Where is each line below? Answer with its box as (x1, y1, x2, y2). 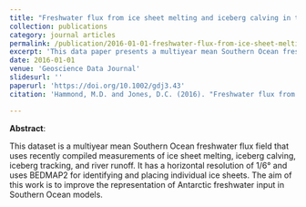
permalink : (9, 38, 51, 48)
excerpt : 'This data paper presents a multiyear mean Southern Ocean (9, 47, 280, 57)
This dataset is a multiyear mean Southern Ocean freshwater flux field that (9, 140, 290, 151)
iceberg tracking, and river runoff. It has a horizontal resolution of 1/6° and (9, 160, 288, 171)
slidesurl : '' (9, 73, 64, 82)
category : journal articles (9, 30, 117, 39)
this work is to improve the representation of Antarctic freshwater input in (9, 179, 285, 190)
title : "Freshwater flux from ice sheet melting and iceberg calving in (9, 13, 291, 23)
